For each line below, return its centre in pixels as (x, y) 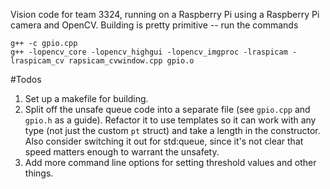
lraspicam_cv (37, 61)
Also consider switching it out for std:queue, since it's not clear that (164, 141)
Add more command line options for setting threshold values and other (170, 162)
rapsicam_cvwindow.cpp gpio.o (131, 61)
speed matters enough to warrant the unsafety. (122, 152)
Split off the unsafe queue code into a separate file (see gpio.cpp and (167, 109)
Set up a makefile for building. (86, 98)
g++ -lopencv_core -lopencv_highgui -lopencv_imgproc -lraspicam (149, 52)
